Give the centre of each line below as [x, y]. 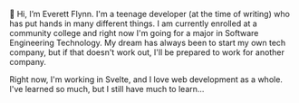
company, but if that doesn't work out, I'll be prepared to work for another [147, 52]
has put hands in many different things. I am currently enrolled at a [134, 23]
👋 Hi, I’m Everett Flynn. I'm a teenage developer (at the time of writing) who [149, 14]
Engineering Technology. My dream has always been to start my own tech [148, 42]
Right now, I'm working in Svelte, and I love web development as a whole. [146, 80]
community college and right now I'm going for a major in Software [134, 33]
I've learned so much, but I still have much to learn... [107, 89]
